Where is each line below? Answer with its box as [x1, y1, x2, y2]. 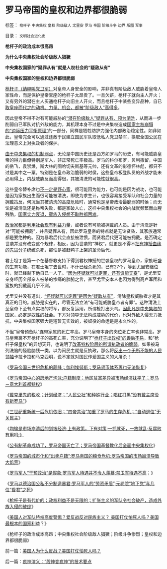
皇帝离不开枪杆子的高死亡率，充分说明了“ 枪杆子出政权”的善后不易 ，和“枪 [9, 335, 159, 341]
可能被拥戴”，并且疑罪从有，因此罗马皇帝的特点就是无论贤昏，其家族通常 [11, 228, 162, 234]
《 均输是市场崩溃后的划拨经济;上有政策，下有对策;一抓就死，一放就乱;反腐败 [5, 425, 162, 431]
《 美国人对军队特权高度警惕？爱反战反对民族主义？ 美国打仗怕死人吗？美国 [5, 514, 159, 520]
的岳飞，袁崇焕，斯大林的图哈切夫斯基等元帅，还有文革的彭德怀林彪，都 [5, 163, 153, 169]
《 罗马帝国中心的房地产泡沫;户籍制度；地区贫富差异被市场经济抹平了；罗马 [5, 375, 159, 381]
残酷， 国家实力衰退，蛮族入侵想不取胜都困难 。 [5, 211, 101, 217]
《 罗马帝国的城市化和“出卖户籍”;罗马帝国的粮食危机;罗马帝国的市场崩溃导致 [5, 453, 160, 459]
